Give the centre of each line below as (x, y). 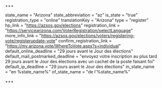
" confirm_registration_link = (83, 41)
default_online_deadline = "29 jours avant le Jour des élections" (69, 51)
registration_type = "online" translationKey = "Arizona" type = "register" (77, 20)
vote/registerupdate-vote (30, 41)
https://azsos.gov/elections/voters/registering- (88, 35)
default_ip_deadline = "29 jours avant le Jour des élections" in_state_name (80, 67)
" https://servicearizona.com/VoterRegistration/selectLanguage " (69, 30)
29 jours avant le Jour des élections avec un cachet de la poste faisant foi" (80, 62)
